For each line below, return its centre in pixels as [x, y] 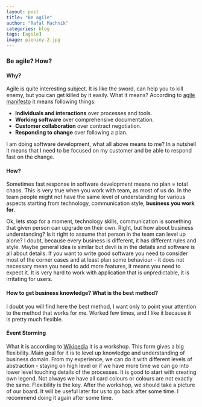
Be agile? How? [29, 61]
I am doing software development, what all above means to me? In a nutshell [101, 144]
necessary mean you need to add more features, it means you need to [93, 267]
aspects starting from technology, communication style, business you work [100, 203]
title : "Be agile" [29, 17]
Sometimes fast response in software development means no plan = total [97, 184]
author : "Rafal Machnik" [37, 23]
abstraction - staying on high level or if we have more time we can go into [97, 365]
